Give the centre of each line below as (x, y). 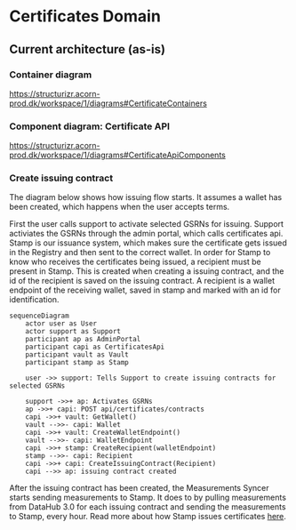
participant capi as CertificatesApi (95, 347)
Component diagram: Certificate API (90, 126)
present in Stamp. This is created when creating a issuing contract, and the (147, 271)
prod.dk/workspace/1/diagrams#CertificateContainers (108, 103)
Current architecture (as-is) (88, 49)
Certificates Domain (85, 16)
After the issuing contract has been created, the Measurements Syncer (139, 488)
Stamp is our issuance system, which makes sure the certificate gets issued (148, 243)
